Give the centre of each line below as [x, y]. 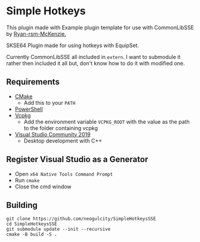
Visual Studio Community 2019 [53, 134]
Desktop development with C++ [63, 141]
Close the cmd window [43, 187]
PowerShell [29, 109]
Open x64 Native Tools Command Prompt [64, 173]
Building [22, 205]
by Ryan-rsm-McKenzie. [36, 33]
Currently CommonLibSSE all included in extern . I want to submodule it [93, 57]
